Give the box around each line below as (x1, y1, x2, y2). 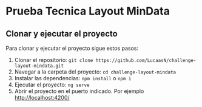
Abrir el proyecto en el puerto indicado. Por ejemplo (14, 88, 144, 95)
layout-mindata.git (14, 63, 64, 69)
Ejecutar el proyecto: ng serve (14, 81, 90, 88)
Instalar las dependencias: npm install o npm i (14, 75, 132, 81)
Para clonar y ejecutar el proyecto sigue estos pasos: (5, 44, 139, 52)
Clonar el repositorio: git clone (14, 57, 93, 63)
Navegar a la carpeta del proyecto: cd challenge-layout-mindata (14, 68, 177, 75)
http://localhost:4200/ (14, 94, 70, 101)
